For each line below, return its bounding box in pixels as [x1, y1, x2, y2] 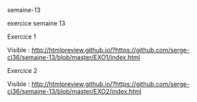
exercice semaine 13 [7, 19, 66, 27]
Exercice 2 [7, 67, 37, 74]
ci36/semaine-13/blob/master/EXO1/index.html [7, 53, 141, 61]
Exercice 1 [7, 32, 37, 41]
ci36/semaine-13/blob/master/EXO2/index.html [7, 88, 142, 95]
